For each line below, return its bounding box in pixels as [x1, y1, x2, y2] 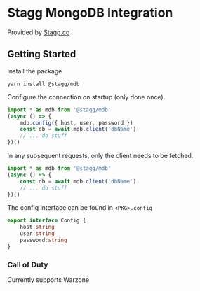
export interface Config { [7, 217, 86, 225]
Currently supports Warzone [7, 276, 90, 284]
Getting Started [7, 48, 76, 60]
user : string [20, 230, 55, 237]
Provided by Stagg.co [7, 28, 70, 36]
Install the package [7, 66, 62, 75]
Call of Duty [7, 260, 48, 269]
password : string [20, 236, 68, 243]
